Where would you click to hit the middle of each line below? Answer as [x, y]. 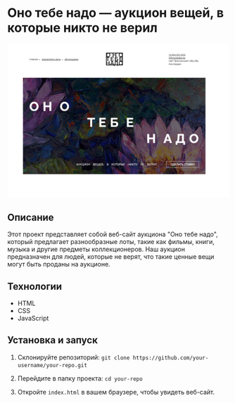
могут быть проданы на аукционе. [59, 264]
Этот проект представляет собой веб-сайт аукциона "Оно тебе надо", [113, 234]
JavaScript [33, 318]
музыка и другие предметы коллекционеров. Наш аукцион [96, 249]
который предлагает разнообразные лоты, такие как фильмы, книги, [111, 242]
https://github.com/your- [171, 358]
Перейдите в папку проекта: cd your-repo [80, 378]
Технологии [34, 286]
